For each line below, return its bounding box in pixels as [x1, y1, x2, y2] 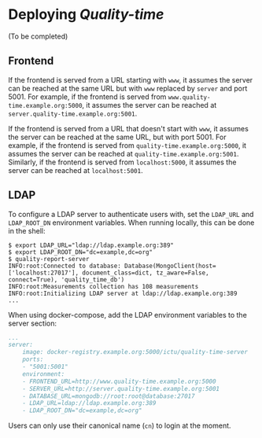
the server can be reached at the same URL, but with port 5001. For [8, 132, 227, 142]
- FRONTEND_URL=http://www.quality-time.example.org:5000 [22, 377, 216, 385]
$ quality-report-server [8, 255, 90, 263]
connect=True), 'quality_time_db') [8, 275, 125, 284]
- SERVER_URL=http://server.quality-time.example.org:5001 [22, 385, 220, 392]
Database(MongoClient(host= [124, 262, 216, 270]
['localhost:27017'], [8, 269, 79, 277]
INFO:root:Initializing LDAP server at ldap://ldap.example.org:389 [8, 289, 238, 297]
